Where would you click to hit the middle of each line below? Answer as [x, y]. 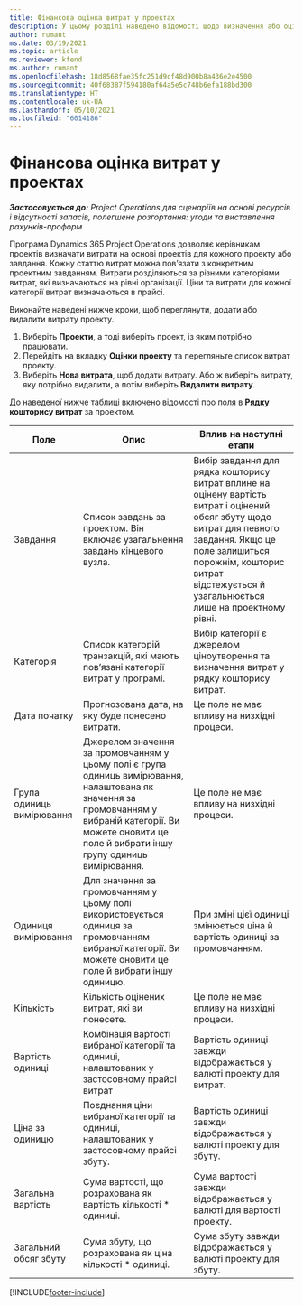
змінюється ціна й [233, 926]
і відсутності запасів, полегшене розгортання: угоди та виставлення [142, 217]
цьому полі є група [124, 764]
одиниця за [107, 926]
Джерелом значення [129, 742]
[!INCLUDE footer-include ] [57, 1292]
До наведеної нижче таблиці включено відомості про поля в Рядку [139, 402]
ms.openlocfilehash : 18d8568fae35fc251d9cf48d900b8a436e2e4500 [131, 77]
